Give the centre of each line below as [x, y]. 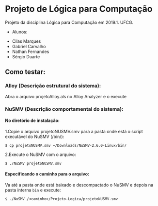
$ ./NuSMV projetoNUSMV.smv [33, 163]
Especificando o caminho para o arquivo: [47, 174]
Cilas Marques [26, 41]
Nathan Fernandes [31, 51]
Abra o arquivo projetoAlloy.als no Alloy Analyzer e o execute [66, 96]
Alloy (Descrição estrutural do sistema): [53, 86]
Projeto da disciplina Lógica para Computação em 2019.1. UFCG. [69, 22]
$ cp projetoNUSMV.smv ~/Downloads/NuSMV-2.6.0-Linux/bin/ [66, 145]
